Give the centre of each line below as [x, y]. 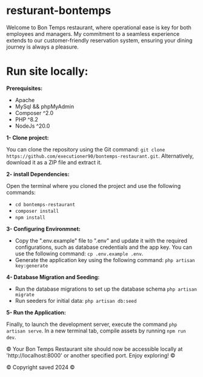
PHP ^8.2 [26, 119]
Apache [25, 100]
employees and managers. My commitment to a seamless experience [93, 33]
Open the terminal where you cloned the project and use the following [93, 185]
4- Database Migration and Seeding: [53, 277]
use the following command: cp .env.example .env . [79, 254]
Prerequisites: [25, 88]
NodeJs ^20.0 [32, 126]
